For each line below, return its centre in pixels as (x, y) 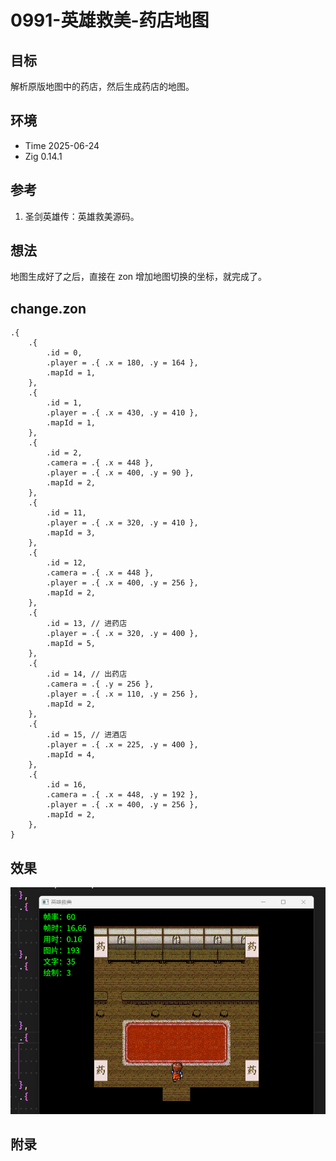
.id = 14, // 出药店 (87, 674)
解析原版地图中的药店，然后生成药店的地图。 (102, 86)
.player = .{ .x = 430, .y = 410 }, (122, 413)
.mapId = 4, (71, 755)
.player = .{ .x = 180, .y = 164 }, (122, 363)
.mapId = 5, (71, 644)
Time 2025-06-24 (62, 145)
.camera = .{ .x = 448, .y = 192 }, (122, 795)
